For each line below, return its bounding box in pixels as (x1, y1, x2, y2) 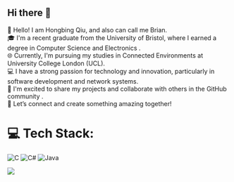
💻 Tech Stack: (7, 126, 94, 141)
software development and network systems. (7, 77, 139, 85)
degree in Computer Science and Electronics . (7, 44, 141, 52)
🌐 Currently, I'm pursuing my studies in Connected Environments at (7, 51, 203, 60)
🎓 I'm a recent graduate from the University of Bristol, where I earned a (7, 33, 217, 42)
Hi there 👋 (7, 7, 51, 19)
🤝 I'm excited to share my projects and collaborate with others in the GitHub (7, 84, 227, 93)
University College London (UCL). (7, 59, 106, 67)
